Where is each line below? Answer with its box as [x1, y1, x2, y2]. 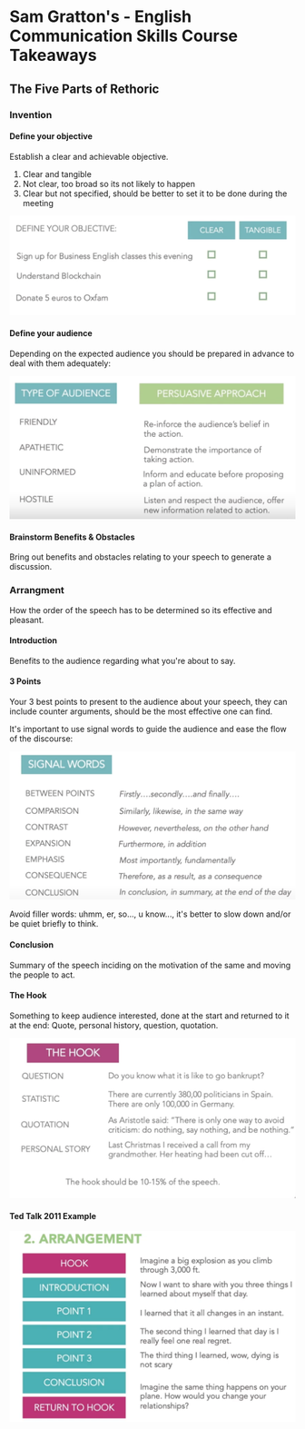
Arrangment [9, 584, 65, 597]
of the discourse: [9, 733, 74, 744]
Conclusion [9, 938, 54, 950]
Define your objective [9, 131, 93, 142]
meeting [22, 197, 54, 208]
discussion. [9, 561, 53, 572]
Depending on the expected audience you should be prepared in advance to [9, 348, 295, 359]
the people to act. [9, 969, 75, 980]
